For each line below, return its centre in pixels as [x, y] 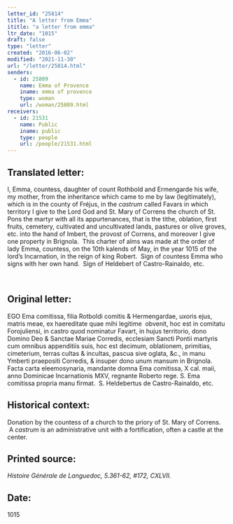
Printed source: [42, 458]
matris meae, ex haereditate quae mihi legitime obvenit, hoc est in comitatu [116, 324]
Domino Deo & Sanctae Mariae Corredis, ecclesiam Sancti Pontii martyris [113, 338]
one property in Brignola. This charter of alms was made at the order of [111, 241]
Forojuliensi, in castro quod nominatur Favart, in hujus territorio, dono [107, 331]
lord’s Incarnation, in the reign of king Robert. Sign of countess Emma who [115, 256]
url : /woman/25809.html [55, 105]
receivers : [23, 111]
